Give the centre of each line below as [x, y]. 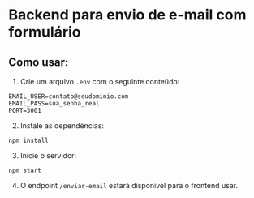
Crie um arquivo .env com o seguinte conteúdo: [100, 82]
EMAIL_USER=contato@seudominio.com [69, 97]
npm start [25, 170]
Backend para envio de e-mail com [127, 15]
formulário [45, 32]
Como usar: [39, 62]
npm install [28, 140]
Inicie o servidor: [48, 155]
